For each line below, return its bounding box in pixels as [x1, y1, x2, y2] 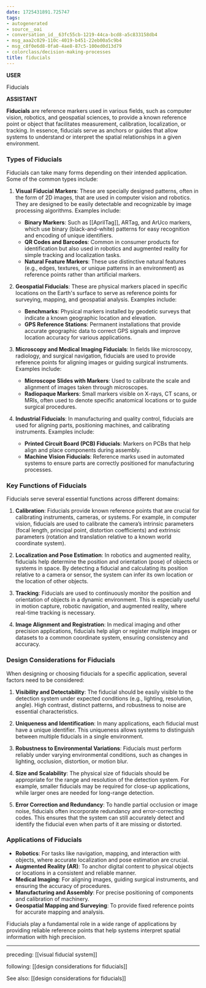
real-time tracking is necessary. [15, 609, 96, 616]
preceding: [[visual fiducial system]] [6, 951, 97, 958]
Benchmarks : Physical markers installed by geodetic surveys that [24, 307, 191, 315]
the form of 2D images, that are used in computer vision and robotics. [15, 194, 191, 201]
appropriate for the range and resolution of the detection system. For [15, 776, 189, 783]
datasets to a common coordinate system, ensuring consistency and [15, 634, 188, 641]
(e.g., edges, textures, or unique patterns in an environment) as [24, 264, 185, 272]
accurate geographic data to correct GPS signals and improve [24, 327, 181, 334]
